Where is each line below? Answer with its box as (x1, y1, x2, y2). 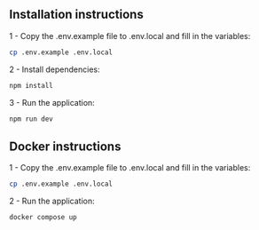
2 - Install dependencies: (9, 64, 100, 75)
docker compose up (9, 213, 77, 222)
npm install (9, 81, 53, 90)
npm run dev (9, 115, 53, 123)
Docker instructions (9, 139, 122, 154)
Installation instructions (9, 7, 144, 22)
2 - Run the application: (9, 195, 95, 207)
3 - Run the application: (9, 97, 95, 107)
